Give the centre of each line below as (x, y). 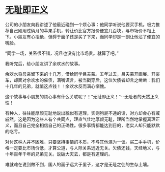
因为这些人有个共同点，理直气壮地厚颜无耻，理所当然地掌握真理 (91, 119)
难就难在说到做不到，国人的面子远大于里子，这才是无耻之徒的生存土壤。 (78, 164)
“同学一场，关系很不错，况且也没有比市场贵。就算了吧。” (62, 53)
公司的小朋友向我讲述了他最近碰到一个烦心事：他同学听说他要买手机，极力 (80, 24)
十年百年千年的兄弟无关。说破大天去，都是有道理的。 (59, 154)
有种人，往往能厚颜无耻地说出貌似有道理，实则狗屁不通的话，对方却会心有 (80, 113)
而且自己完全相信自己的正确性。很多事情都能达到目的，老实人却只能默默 (87, 125)
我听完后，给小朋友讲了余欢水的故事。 (44, 64)
